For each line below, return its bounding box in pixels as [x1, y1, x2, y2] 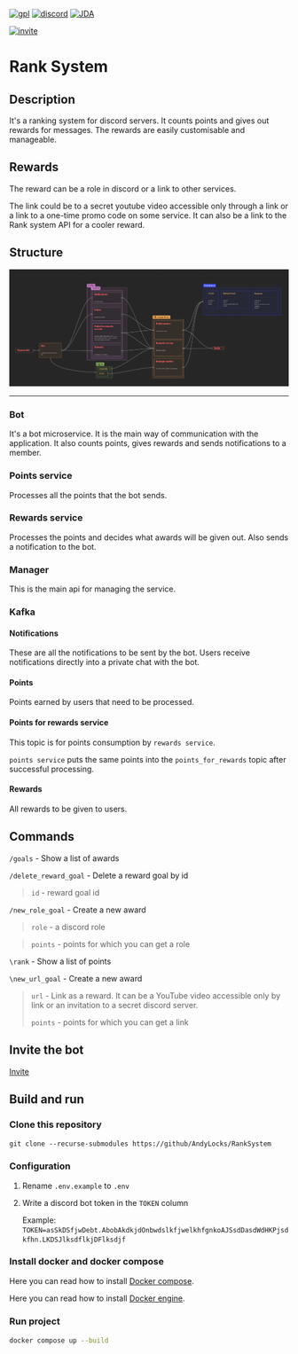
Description [9, 91, 75, 106]
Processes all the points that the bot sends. [9, 489, 168, 500]
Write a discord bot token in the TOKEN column [21, 1197, 189, 1208]
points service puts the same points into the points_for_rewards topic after [9, 754, 286, 764]
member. [9, 448, 42, 458]
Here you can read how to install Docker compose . [9, 1275, 195, 1286]
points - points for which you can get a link [30, 1016, 189, 1028]
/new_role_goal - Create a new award [9, 904, 146, 915]
